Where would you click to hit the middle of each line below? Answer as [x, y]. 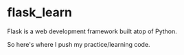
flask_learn [40, 13]
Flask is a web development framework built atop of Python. [92, 31]
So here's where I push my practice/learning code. [79, 44]
